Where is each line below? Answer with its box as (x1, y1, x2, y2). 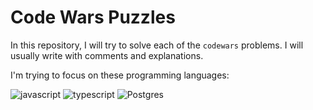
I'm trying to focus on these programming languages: (10, 69, 230, 81)
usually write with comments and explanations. (10, 49, 204, 61)
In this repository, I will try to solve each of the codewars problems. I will (10, 39, 304, 51)
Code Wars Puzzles (10, 6, 176, 29)
